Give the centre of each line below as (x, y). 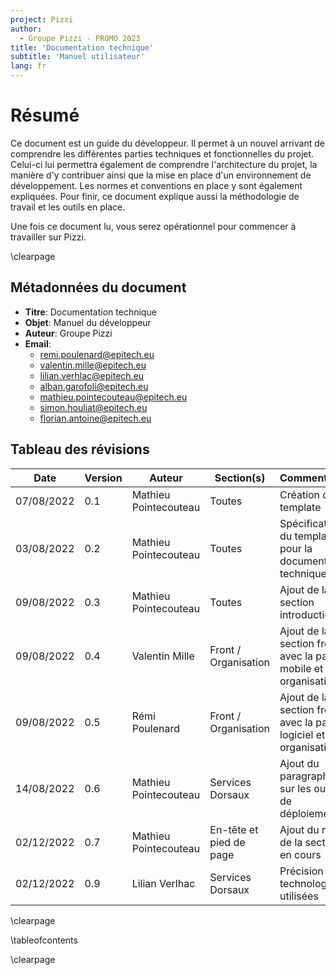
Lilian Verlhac (163, 883)
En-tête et (234, 829)
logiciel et (302, 734)
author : (26, 29)
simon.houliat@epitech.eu (93, 407)
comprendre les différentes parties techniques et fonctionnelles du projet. (162, 153)
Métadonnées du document (98, 287)
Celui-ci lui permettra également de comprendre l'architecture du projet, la (164, 164)
